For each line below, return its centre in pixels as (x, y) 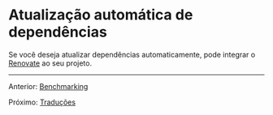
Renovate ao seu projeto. (50, 63)
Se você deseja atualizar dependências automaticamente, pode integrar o (132, 54)
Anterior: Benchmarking (48, 86)
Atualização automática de (101, 15)
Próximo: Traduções (42, 102)
